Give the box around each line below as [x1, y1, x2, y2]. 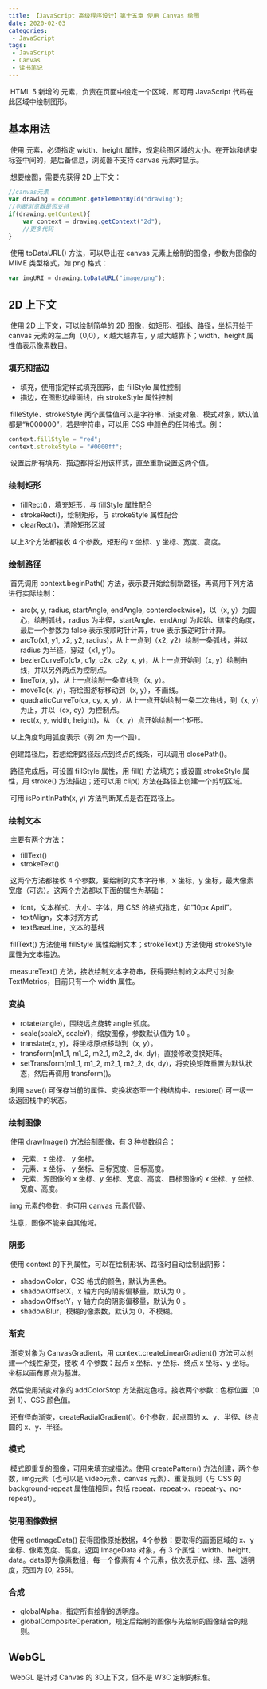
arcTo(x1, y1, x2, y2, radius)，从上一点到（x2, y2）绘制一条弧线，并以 [19, 635, 249, 645]
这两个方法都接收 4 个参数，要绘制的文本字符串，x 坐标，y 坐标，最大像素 [10, 876, 254, 886]
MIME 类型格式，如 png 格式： [8, 257, 109, 268]
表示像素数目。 [22, 341, 72, 350]
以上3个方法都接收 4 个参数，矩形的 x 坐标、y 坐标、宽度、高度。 [10, 536, 226, 546]
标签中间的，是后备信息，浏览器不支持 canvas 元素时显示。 [8, 155, 203, 165]
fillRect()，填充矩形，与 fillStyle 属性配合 [19, 500, 153, 509]
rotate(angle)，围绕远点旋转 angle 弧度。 [19, 1018, 155, 1028]
